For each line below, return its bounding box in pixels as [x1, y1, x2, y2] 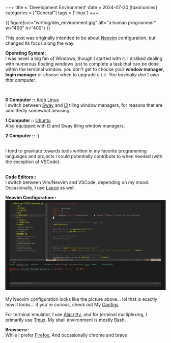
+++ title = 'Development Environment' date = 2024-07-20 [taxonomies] [5, 5, 157, 10]
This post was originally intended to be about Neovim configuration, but [5, 35, 156, 41]
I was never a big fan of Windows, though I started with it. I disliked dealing [5, 55, 163, 61]
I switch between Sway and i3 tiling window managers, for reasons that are [5, 102, 163, 108]
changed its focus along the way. [5, 40, 75, 46]
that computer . [5, 77, 37, 83]
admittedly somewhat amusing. [5, 108, 71, 113]
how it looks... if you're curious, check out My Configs [5, 302, 119, 307]
